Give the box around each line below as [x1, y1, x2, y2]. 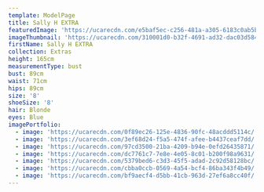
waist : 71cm [8, 77, 47, 85]
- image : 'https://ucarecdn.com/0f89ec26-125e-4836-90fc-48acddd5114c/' [15, 128, 258, 136]
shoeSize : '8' [8, 99, 55, 107]
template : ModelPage [8, 11, 76, 20]
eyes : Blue [8, 114, 44, 121]
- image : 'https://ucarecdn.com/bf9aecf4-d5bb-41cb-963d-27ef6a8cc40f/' [15, 172, 258, 180]
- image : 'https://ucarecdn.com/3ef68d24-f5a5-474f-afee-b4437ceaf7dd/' [15, 135, 258, 143]
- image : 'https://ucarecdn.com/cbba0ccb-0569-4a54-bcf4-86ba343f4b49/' [15, 165, 258, 172]
